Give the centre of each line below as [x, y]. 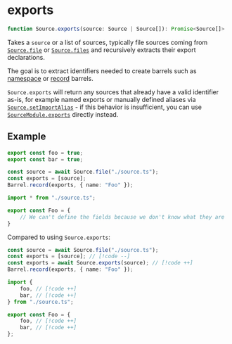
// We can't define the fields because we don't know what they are [122, 217]
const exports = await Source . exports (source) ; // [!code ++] [100, 263]
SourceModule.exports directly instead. [63, 114]
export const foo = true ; [45, 153]
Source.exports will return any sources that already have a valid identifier [113, 92]
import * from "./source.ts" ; [52, 198]
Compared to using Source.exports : [59, 237]
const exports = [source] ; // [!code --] [69, 256]
